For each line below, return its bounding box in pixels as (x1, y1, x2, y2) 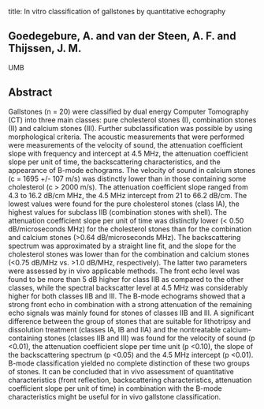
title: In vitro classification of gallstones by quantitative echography (8, 7, 226, 16)
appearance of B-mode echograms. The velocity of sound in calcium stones (8, 165, 256, 174)
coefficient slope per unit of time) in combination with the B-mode (8, 383, 222, 393)
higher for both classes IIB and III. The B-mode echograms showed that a (8, 291, 246, 301)
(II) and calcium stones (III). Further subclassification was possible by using (8, 123, 253, 133)
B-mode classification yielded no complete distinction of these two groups (8, 358, 251, 368)
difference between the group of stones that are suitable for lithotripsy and (8, 316, 251, 326)
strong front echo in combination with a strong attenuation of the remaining (8, 299, 252, 309)
